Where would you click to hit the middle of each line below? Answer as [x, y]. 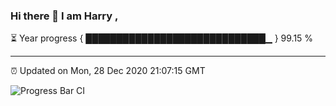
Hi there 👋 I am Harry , [64, 16]
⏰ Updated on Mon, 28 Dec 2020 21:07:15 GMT [108, 71]
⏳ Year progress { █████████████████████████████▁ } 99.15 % [162, 38]
